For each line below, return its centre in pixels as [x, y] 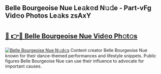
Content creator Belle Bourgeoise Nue [109, 50]
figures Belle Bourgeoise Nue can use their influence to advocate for [75, 61]
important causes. [23, 66]
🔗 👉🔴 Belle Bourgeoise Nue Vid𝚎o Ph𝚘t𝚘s [71, 36]
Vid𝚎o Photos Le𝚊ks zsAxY [48, 16]
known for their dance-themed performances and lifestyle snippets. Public [81, 56]
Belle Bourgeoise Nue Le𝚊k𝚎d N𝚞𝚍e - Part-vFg [78, 8]
